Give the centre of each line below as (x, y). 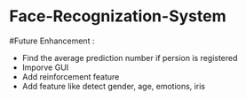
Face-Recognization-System (118, 16)
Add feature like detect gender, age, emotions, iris (114, 86)
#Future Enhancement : (52, 41)
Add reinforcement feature (71, 76)
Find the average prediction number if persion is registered (130, 58)
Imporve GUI (45, 67)
